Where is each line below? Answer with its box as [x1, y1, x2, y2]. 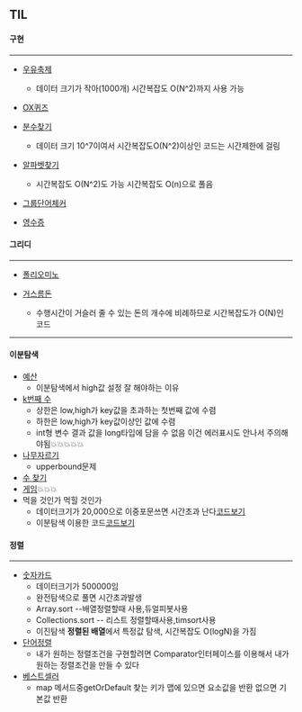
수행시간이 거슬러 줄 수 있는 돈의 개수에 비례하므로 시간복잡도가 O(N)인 [35, 307, 285, 318]
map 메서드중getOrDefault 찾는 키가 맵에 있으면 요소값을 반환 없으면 [35, 682, 278, 693]
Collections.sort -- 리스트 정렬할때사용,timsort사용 [35, 615, 217, 626]
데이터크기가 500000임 [35, 581, 120, 592]
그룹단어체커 [22, 197, 67, 208]
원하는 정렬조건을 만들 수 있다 [35, 660, 139, 671]
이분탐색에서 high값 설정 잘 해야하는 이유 [35, 383, 180, 392]
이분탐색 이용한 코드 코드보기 [35, 518, 135, 527]
